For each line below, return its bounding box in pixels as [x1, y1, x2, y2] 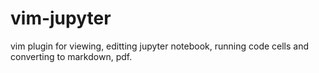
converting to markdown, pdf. [10, 50, 133, 62]
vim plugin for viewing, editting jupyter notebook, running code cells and [10, 40, 310, 52]
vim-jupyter [10, 7, 112, 30]
